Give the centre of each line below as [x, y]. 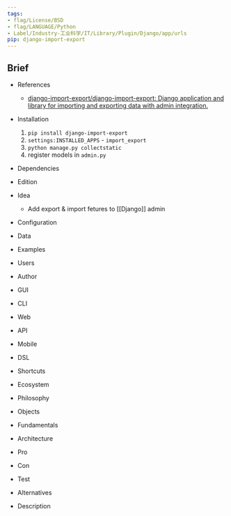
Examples [31, 249]
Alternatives [34, 492]
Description [34, 506]
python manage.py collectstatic [74, 148]
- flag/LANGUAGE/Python [42, 26]
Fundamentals [38, 425]
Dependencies [38, 168]
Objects [29, 411]
